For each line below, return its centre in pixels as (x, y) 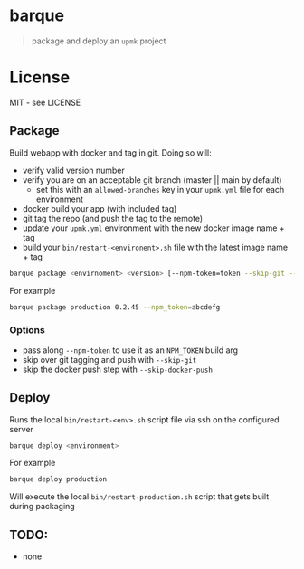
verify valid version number (73, 170)
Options (27, 330)
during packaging (42, 507)
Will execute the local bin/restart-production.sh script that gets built (139, 497)
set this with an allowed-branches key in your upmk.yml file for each (160, 189)
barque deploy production (58, 479)
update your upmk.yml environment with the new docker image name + (153, 228)
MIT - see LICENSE (45, 102)
